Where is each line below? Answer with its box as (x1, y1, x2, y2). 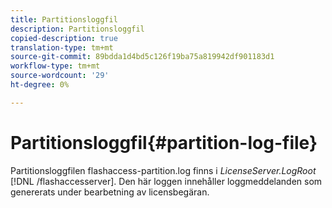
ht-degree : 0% (10, 80, 70, 90)
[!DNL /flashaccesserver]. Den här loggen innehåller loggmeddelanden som (10, 175, 323, 187)
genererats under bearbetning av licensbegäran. (10, 186, 210, 198)
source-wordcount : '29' (10, 71, 110, 81)
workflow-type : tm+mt (10, 61, 101, 71)
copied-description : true (10, 33, 118, 43)
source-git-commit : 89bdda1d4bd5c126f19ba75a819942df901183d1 (10, 52, 275, 62)
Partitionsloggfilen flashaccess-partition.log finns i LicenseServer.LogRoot (10, 164, 317, 176)
